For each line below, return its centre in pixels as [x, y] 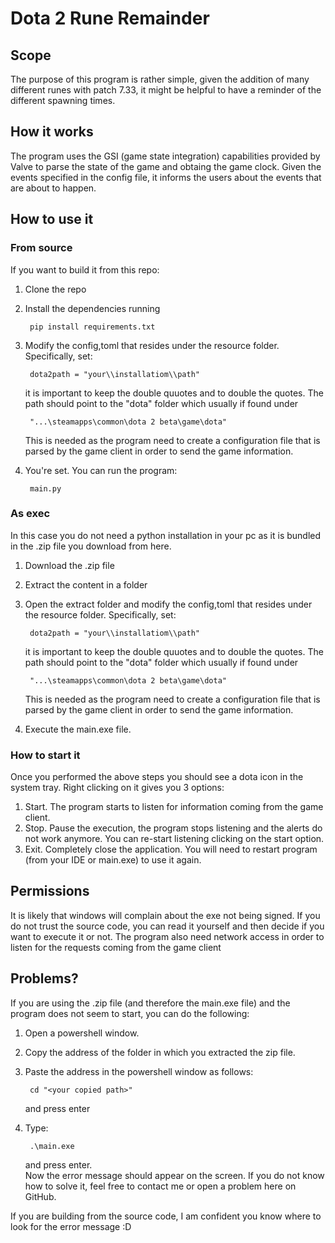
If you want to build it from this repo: [85, 269]
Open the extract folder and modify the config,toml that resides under [168, 604]
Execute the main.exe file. [78, 729]
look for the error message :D [71, 1226]
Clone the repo [55, 289]
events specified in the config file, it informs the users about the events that [166, 177]
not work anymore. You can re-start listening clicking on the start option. [174, 839]
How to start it [45, 755]
